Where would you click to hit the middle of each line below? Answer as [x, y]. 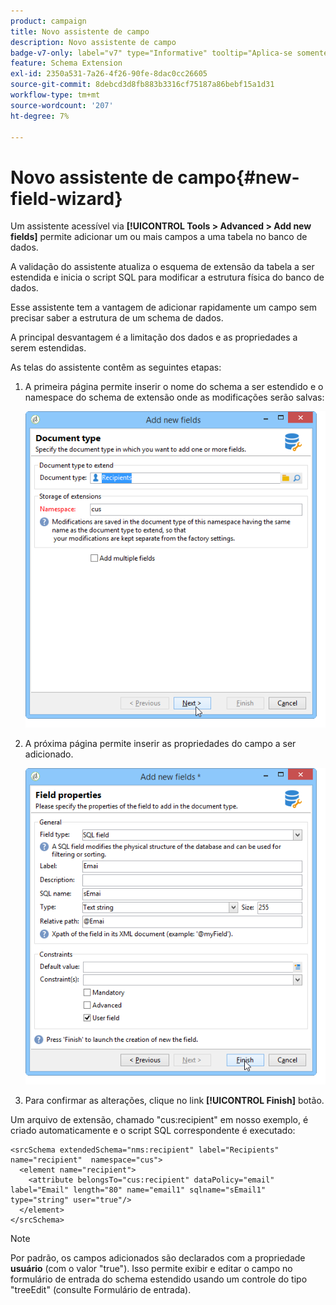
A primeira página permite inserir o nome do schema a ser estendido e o [174, 387]
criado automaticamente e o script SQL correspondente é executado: [153, 1130]
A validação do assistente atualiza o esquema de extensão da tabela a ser [162, 267]
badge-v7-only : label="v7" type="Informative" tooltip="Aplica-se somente [169, 53]
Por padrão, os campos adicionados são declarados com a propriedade [158, 1258]
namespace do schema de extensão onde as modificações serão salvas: [174, 397]
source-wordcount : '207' [62, 105]
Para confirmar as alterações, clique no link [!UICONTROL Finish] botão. [174, 1100]
